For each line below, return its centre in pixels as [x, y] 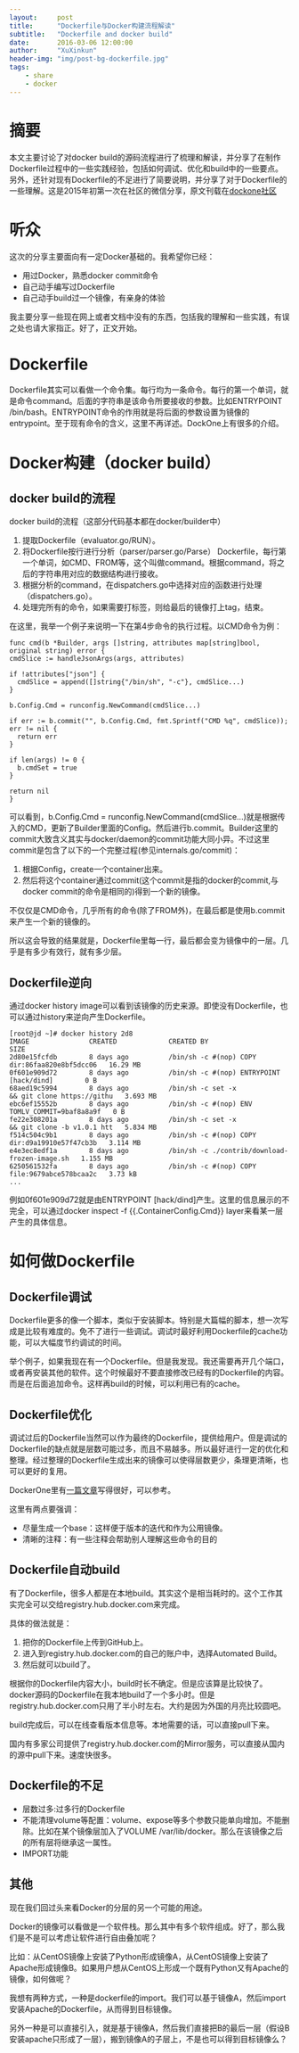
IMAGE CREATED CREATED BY [109, 1042]
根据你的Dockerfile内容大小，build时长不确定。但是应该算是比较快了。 [138, 1683]
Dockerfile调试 [51, 1297]
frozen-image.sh [39, 1159]
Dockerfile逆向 [51, 982]
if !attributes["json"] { [57, 674]
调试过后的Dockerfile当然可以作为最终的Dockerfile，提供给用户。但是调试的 [148, 1438]
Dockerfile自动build [65, 1570]
